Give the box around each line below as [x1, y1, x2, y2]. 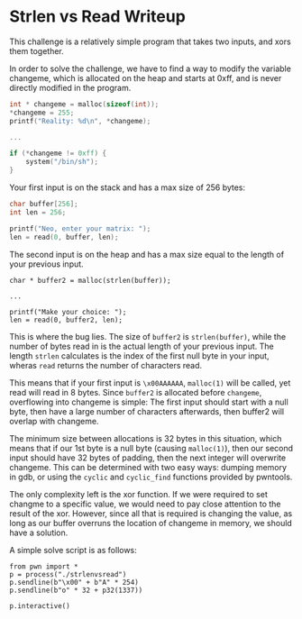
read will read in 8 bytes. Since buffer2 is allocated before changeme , [9, 387, 262, 397]
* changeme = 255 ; [9, 108, 75, 117]
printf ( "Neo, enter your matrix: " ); [9, 223, 151, 233]
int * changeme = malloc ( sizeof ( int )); [9, 99, 160, 109]
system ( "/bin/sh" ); [25, 158, 99, 167]
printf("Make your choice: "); [9, 307, 127, 316]
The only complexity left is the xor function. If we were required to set [9, 488, 268, 499]
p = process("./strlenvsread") [9, 569, 127, 578]
